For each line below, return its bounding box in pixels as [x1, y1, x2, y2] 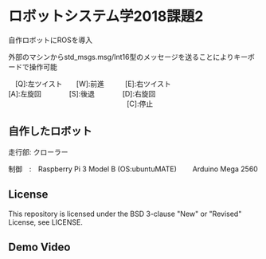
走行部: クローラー [8, 147, 68, 156]
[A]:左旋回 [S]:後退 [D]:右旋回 [8, 88, 156, 98]
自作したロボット [8, 124, 92, 138]
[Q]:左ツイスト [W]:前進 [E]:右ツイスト [14, 79, 171, 88]
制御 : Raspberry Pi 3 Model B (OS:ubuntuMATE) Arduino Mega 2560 [8, 164, 259, 174]
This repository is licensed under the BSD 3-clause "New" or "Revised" [8, 209, 242, 218]
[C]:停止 [126, 99, 154, 108]
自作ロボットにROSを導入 [8, 35, 93, 45]
